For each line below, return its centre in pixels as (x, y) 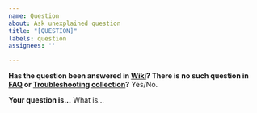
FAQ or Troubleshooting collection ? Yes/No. (83, 85)
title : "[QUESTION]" (43, 31)
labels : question (38, 38)
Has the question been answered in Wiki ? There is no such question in (128, 76)
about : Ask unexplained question (65, 23)
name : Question (34, 16)
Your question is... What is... (57, 100)
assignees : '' (32, 46)
